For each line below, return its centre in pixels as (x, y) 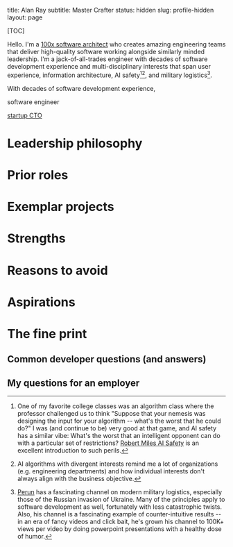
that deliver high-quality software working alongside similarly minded (106, 52)
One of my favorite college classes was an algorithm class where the (115, 406)
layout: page (25, 17)
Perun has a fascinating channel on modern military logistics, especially (120, 492)
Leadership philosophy (75, 143)
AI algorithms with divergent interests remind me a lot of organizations (118, 464)
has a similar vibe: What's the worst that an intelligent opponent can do (119, 436)
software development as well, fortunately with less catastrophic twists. (120, 507)
